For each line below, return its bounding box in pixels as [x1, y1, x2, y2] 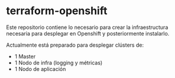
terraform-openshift [6, 4, 108, 18]
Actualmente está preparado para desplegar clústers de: [6, 41, 144, 48]
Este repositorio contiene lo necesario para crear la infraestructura [6, 24, 168, 31]
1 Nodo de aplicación [14, 65, 66, 72]
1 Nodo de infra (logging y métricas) [14, 59, 103, 66]
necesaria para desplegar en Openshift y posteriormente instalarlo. [6, 30, 170, 37]
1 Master [14, 53, 36, 60]
